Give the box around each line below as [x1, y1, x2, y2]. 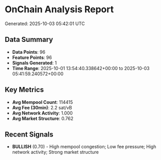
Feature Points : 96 [12, 54, 52, 60]
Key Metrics [5, 85, 44, 94]
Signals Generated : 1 [12, 60, 57, 66]
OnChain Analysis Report [5, 4, 114, 15]
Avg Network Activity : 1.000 [12, 110, 73, 116]
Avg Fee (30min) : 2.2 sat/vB [12, 104, 72, 110]
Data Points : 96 [12, 49, 45, 55]
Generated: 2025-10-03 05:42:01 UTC [5, 20, 85, 27]
